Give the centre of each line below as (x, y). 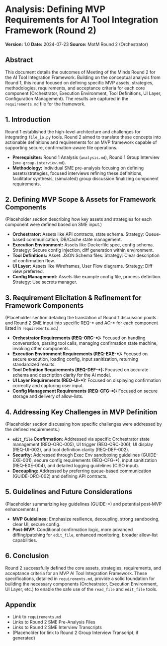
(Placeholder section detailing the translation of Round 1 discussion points (81, 318)
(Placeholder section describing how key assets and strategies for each (79, 219)
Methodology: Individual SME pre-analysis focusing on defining (78, 168)
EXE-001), (23, 460)
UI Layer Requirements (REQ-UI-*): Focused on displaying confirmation (87, 380)
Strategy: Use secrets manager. (45, 282)
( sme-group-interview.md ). (39, 162)
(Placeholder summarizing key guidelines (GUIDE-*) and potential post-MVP (83, 504)
